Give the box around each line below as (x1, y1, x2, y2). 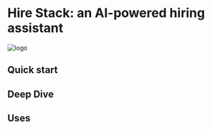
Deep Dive (7, 88, 54, 100)
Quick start (7, 64, 58, 76)
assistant (7, 20, 64, 36)
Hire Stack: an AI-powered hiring (7, 5, 205, 21)
